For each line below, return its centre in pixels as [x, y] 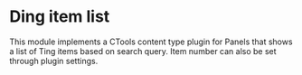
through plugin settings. [54, 61]
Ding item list [60, 17]
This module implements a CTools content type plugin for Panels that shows [151, 42]
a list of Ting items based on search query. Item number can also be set [143, 51]
